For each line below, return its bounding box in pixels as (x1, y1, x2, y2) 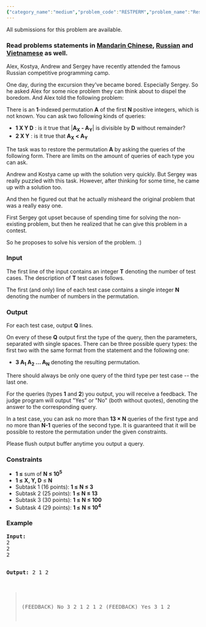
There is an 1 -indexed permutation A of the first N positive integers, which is (6, 105, 199, 113)
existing (6, 220, 26, 227)
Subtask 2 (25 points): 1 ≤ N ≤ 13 (15, 489, 98, 497)
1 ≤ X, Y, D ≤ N (15, 476, 53, 484)
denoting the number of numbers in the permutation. (6, 292, 140, 300)
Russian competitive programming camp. (6, 69, 110, 77)
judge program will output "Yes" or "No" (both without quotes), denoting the (6, 396, 199, 404)
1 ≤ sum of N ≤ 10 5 (15, 469, 63, 478)
